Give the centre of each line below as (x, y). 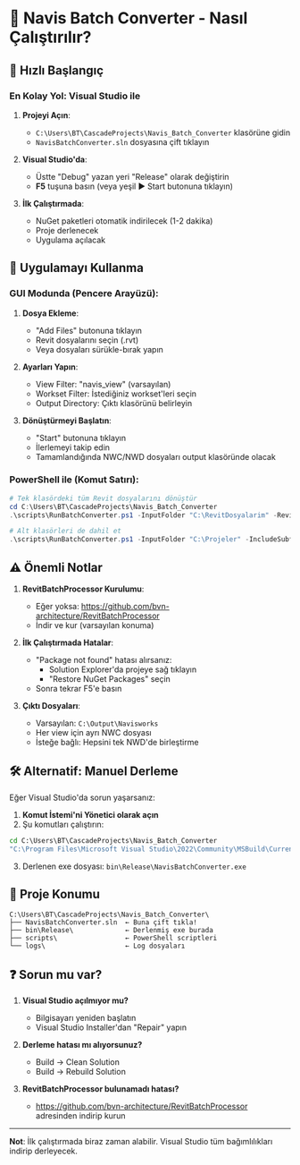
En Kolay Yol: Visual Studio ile (75, 96)
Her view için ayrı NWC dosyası (93, 733)
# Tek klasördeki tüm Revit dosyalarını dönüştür (104, 498)
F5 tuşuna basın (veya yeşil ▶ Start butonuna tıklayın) (134, 186)
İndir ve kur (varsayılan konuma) (95, 625)
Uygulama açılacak (70, 240)
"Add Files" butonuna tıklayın (89, 330)
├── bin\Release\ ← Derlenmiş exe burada (112, 931)
